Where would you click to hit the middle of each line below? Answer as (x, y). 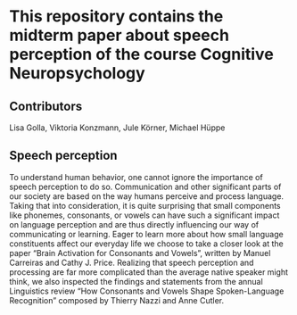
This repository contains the (116, 17)
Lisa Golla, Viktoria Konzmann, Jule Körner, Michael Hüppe (117, 128)
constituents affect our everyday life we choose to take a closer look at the (146, 244)
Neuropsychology (77, 74)
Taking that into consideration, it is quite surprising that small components (145, 205)
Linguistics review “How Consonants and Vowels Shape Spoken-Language (147, 291)
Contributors (46, 106)
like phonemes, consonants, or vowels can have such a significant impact (144, 215)
